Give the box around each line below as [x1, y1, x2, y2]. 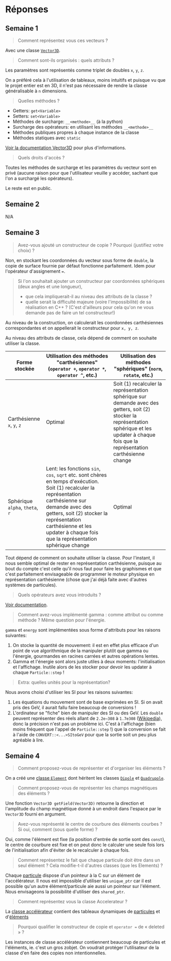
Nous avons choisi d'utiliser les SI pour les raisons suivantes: [5, 689, 133, 695]
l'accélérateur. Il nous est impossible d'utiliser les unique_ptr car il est [5, 878, 152, 884]
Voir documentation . [5, 602, 48, 608]
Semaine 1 [5, 24, 38, 33]
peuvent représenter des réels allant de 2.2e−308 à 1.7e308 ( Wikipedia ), [12, 715, 162, 721]
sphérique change [45, 541, 90, 548]
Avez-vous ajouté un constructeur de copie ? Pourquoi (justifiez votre [17, 242, 164, 248]
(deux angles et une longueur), [17, 283, 83, 290]
